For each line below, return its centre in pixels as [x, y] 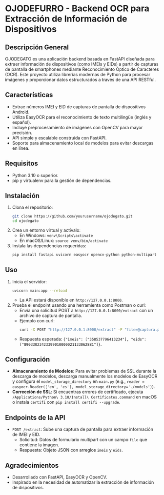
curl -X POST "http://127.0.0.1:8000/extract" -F [71, 330]
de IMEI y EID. [26, 435]
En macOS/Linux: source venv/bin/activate [64, 241]
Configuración [28, 360]
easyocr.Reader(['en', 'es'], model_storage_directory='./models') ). [83, 387]
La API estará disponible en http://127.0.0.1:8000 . [71, 300]
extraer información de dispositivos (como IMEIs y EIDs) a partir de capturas [82, 64]
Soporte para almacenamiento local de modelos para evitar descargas [83, 143]
